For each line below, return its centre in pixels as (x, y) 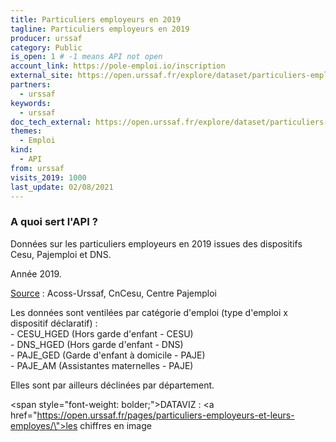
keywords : (31, 103)
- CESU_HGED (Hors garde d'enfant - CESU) (102, 333)
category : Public (46, 47)
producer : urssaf (46, 38)
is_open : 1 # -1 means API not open (86, 57)
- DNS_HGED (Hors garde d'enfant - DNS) (97, 344)
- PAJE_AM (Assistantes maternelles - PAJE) (102, 365)
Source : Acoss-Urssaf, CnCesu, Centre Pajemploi (113, 293)
